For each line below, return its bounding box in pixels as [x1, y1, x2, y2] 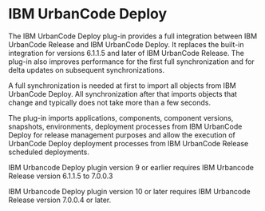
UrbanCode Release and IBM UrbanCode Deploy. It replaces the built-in [8, 39, 245, 49]
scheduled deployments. [8, 147, 89, 157]
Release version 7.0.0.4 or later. [8, 195, 112, 205]
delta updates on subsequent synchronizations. [8, 65, 165, 74]
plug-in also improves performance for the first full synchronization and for [8, 57, 255, 66]
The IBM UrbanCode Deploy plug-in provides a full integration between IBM [8, 31, 258, 41]
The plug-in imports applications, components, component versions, [8, 113, 234, 122]
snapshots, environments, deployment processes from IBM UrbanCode [8, 121, 243, 131]
